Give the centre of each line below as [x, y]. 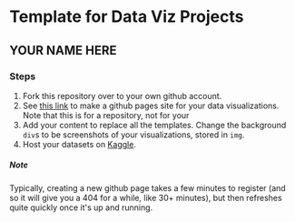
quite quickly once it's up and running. [81, 207]
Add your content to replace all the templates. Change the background [154, 125]
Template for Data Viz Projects [127, 17]
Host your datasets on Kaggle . [79, 144]
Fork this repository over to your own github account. [122, 96]
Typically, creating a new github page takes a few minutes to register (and [147, 187]
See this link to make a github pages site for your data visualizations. [151, 106]
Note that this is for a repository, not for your [106, 115]
